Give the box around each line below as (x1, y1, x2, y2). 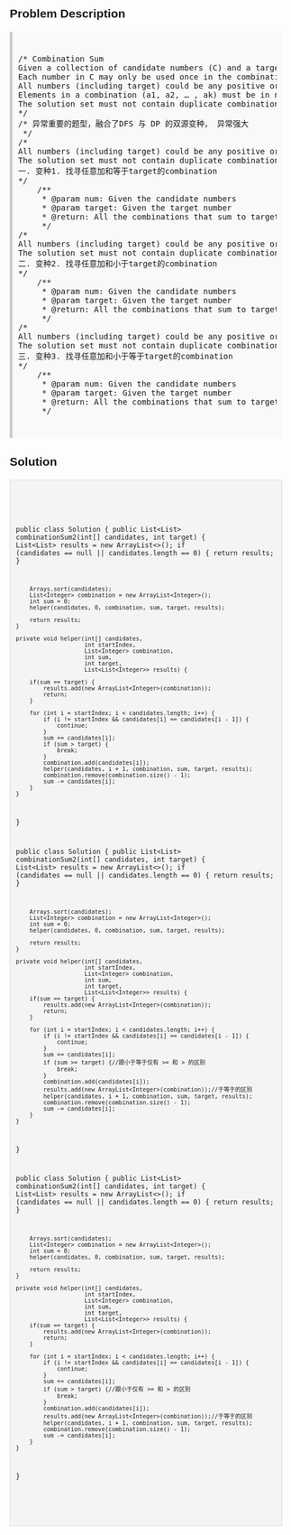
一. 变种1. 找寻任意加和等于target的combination (18, 166, 218, 177)
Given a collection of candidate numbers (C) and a (18, 63, 251, 73)
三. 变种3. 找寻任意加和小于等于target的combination (18, 351, 233, 362)
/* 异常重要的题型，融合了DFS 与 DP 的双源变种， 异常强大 (18, 119, 250, 129)
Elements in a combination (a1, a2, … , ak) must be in (18, 90, 270, 100)
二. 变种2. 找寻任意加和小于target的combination (18, 259, 218, 269)
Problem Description (9, 6, 126, 21)
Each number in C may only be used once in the (18, 72, 232, 82)
